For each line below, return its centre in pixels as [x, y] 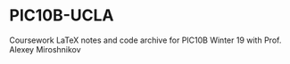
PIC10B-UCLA [62, 16]
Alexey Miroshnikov [46, 49]
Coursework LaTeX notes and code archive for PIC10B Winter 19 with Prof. [145, 40]
